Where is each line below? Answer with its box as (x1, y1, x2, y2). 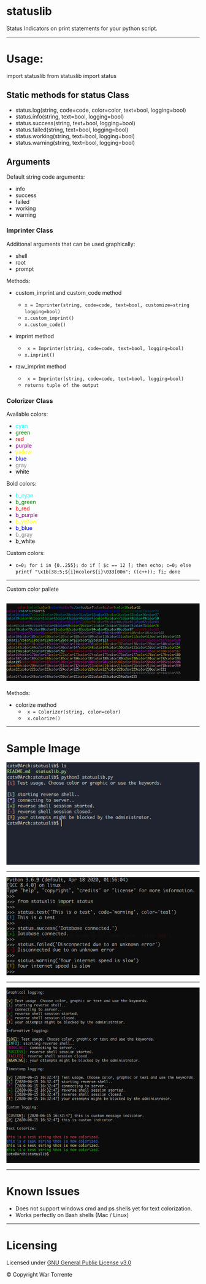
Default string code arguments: (6, 173, 85, 181)
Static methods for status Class (6, 90, 130, 101)
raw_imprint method (15, 362, 66, 370)
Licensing (6, 1239, 58, 1252)
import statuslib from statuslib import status (6, 72, 117, 79)
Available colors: (6, 410, 48, 418)
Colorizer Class (6, 396, 53, 405)
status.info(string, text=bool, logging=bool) (15, 112, 124, 120)
